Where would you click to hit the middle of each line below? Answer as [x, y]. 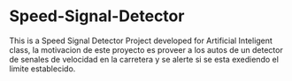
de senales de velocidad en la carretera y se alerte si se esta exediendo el [144, 59]
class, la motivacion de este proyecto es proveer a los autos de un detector [146, 49]
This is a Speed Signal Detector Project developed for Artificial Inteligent [141, 40]
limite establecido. [42, 69]
